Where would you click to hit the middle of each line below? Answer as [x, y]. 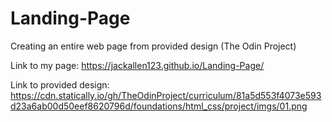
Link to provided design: [60, 84]
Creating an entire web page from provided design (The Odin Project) [153, 46]
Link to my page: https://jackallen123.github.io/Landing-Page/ [137, 65]
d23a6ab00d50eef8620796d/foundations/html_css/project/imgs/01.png [159, 106]
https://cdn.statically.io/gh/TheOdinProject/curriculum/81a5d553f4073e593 [166, 95]
